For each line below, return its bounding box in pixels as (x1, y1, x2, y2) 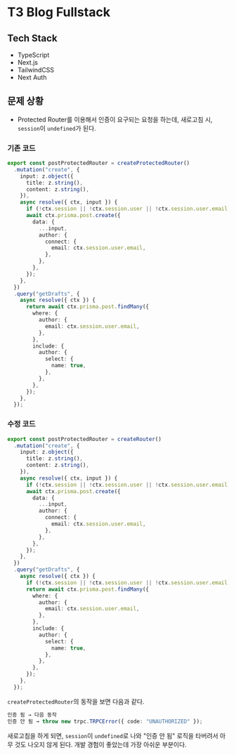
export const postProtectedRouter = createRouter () (7, 435, 162, 442)
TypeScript (17, 51, 50, 59)
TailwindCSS (17, 66, 55, 74)
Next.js (17, 58, 39, 67)
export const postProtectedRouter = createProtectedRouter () (7, 159, 190, 167)
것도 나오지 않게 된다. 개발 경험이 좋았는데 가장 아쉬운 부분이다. (14, 740, 188, 749)
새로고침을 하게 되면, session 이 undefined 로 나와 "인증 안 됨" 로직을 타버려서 (7, 731, 219, 740)
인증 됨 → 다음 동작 (7, 711, 58, 718)
